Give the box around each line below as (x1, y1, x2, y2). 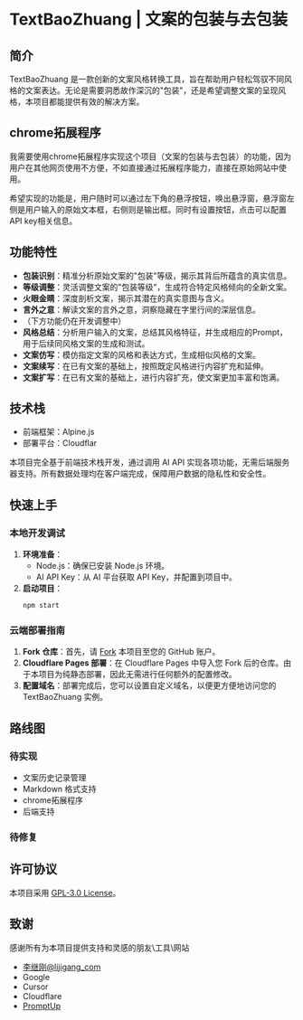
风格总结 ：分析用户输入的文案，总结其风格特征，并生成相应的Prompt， (22, 326, 288, 337)
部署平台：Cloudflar (22, 438, 98, 449)
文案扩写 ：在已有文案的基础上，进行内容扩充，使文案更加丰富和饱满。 (22, 372, 285, 382)
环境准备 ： (22, 549, 63, 560)
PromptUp (22, 1000, 62, 1011)
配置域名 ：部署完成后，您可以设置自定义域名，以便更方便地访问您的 (22, 680, 277, 691)
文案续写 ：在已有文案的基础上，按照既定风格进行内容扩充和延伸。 (22, 360, 269, 372)
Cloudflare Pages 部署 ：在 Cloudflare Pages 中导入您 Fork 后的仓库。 (22, 657, 284, 668)
